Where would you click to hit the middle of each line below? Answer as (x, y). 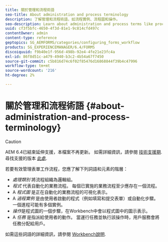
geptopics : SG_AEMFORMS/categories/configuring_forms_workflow (72, 43)
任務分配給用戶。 (30, 223)
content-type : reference (31, 38)
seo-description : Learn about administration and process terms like (79, 24)
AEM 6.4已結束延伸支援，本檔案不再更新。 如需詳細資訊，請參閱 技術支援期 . (84, 152)
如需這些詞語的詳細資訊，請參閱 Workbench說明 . (55, 234)
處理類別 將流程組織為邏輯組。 (44, 179)
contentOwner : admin (27, 33)
